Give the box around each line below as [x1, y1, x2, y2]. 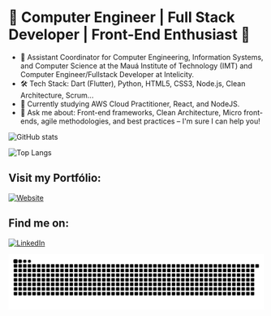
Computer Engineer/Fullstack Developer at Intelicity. [19, 69, 195, 79]
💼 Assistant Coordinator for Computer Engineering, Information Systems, [19, 52, 264, 62]
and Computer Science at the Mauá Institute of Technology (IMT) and [19, 61, 253, 71]
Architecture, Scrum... [19, 90, 94, 100]
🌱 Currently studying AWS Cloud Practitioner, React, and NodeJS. [19, 98, 240, 109]
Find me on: [8, 216, 69, 231]
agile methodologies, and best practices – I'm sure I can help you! [41, 116, 261, 126]
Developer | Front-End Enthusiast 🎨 [8, 25, 251, 44]
